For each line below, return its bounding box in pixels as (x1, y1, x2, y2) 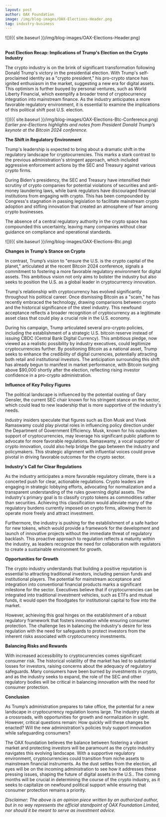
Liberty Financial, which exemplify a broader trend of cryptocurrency (5, 91, 147, 97)
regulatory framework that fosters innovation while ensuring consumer (5, 618, 150, 624)
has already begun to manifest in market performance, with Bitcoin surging (5, 362, 159, 368)
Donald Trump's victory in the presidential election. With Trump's (5, 70, 138, 76)
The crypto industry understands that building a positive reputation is (5, 565, 147, 572)
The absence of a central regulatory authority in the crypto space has (5, 218, 148, 224)
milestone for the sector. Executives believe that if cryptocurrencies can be (5, 587, 159, 593)
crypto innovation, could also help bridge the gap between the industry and (5, 444, 160, 450)
